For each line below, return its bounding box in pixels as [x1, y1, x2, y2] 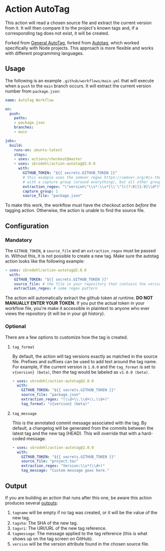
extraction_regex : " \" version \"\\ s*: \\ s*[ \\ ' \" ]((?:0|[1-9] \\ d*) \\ [23, 184, 164, 189]
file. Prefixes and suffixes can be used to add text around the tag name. [12, 358, 157, 364]
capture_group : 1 [23, 189, 58, 194]
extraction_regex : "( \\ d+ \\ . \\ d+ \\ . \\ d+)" [21, 397, 110, 402]
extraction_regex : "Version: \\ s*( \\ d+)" [21, 463, 105, 469]
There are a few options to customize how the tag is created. [5, 334, 128, 340]
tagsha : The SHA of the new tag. [12, 520, 78, 526]
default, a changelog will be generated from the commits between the [12, 425, 154, 431]
